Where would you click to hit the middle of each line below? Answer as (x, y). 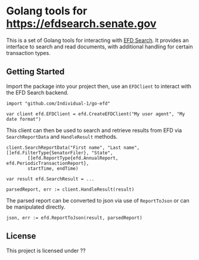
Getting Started (35, 72)
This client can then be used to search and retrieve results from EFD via (94, 130)
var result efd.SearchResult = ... (50, 179)
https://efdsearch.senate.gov (81, 24)
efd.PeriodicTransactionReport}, (48, 163)
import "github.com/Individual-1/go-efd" (58, 103)
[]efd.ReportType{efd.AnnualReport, (73, 158)
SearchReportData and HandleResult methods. (62, 136)
